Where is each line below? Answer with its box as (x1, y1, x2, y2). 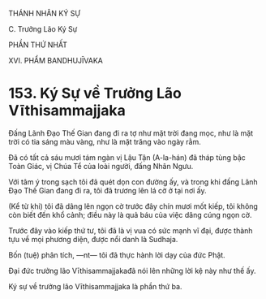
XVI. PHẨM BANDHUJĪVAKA (8, 56, 103, 65)
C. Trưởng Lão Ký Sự (8, 24, 78, 33)
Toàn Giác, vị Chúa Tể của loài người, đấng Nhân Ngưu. (8, 161, 194, 171)
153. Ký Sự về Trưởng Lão (8, 84, 182, 102)
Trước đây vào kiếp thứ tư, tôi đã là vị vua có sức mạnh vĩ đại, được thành (8, 225, 253, 236)
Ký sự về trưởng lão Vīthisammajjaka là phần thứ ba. (8, 281, 182, 291)
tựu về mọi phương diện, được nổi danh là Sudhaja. (8, 234, 178, 244)
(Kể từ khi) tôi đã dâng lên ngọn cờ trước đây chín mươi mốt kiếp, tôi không (8, 201, 258, 211)
